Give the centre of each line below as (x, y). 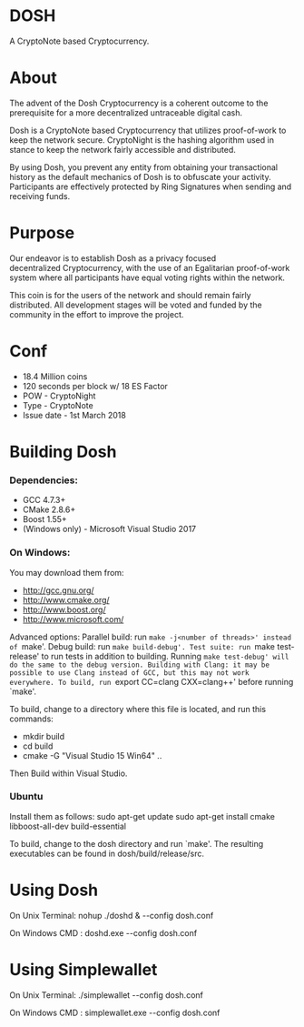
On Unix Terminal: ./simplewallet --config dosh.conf (107, 995)
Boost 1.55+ (45, 519)
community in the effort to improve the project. (97, 314)
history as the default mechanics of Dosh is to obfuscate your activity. (141, 176)
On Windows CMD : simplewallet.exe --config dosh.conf (115, 1012)
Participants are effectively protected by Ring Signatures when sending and (151, 186)
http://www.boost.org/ (64, 609)
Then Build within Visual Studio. (69, 773)
